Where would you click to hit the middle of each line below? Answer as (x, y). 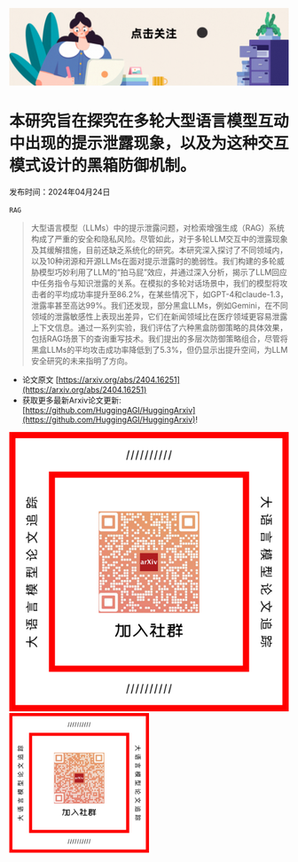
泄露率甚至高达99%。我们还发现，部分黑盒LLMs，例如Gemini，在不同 (159, 305)
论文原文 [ (40, 380)
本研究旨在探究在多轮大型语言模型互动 (149, 121)
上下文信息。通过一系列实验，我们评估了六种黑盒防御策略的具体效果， (159, 327)
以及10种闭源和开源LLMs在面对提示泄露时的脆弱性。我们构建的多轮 (154, 261)
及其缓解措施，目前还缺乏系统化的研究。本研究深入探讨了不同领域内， (159, 250)
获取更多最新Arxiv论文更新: (71, 400)
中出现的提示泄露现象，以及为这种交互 (149, 143)
